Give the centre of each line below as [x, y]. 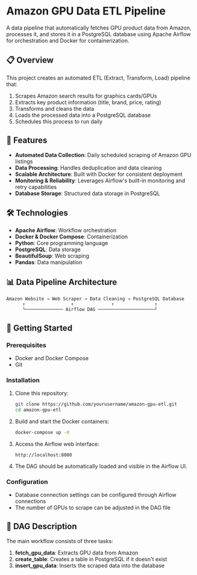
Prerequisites [26, 345]
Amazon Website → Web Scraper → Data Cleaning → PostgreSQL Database [95, 299]
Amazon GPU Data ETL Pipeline [86, 11]
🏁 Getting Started [39, 328]
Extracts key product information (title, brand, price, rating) [88, 102]
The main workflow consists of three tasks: [60, 541]
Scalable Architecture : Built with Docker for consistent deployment [98, 174]
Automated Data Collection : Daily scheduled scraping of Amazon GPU [103, 155]
